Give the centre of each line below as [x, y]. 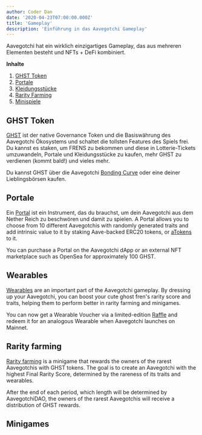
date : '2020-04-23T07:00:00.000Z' [50, 18]
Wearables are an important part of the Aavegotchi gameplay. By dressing [98, 290]
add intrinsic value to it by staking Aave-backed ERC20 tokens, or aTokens [99, 232]
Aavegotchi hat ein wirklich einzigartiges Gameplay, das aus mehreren [94, 46]
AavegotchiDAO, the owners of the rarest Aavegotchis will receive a [90, 398]
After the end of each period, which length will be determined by [87, 392]
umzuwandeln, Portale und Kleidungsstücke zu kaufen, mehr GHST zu [94, 154]
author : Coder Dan [29, 12]
